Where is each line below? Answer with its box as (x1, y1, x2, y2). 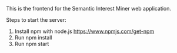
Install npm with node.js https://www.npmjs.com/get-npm (14, 28, 155, 35)
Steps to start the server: (6, 16, 66, 23)
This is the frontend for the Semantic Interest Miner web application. (6, 5, 172, 12)
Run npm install (14, 34, 52, 41)
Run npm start (14, 41, 49, 47)
